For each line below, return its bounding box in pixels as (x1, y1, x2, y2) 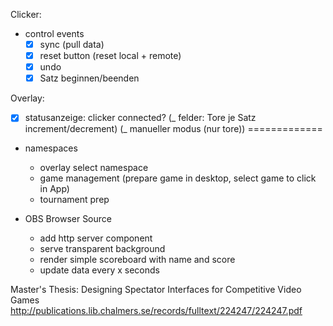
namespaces (24, 142, 78, 154)
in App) (39, 183, 70, 195)
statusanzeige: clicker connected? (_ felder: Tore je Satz (24, 112, 257, 124)
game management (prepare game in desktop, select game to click (39, 172, 317, 184)
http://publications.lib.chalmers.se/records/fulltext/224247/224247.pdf (10, 305, 303, 317)
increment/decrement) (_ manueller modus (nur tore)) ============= (24, 123, 323, 135)
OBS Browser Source (24, 213, 112, 225)
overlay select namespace (39, 162, 149, 174)
